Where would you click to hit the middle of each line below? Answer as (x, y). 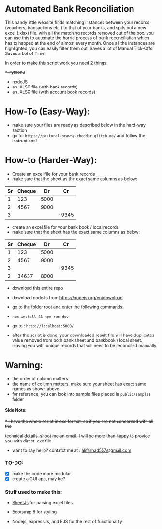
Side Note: (16, 410)
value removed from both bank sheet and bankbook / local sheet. (77, 340)
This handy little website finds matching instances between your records (77, 22)
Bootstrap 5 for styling (34, 512)
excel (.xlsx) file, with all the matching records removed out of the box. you (79, 33)
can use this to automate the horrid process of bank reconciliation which (77, 38)
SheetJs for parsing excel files (42, 502)
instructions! (24, 141)
